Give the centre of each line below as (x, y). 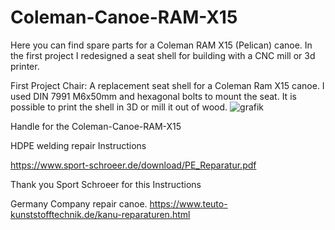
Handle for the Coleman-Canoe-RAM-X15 (96, 126)
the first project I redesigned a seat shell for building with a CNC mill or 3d (163, 55)
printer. (25, 66)
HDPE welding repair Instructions (78, 145)
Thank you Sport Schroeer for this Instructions (106, 184)
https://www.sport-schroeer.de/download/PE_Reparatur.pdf (133, 165)
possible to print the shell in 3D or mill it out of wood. (119, 107)
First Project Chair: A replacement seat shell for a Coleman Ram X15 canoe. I (167, 85)
